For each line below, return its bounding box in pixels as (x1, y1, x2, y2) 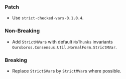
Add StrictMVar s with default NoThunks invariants (12, 38, 113, 44)
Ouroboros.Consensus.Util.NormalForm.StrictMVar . (12, 44, 117, 50)
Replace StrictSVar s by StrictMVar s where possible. (12, 67, 121, 73)
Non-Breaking (5, 27, 40, 34)
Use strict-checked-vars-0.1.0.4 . (12, 15, 84, 21)
